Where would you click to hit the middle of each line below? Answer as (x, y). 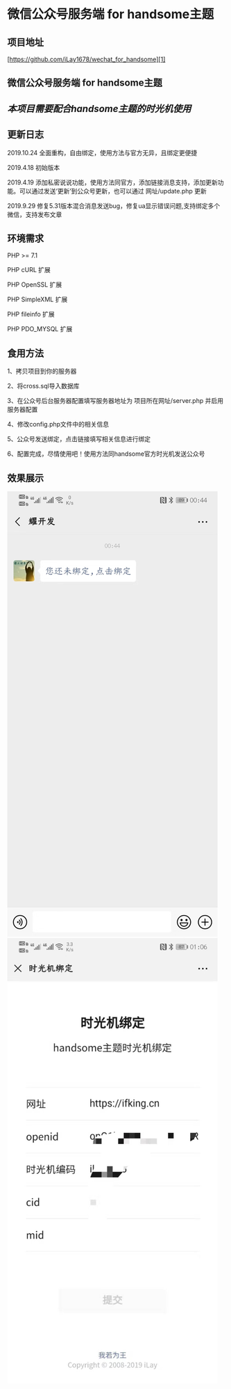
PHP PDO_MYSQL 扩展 (40, 329)
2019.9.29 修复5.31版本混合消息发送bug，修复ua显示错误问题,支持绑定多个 (114, 205)
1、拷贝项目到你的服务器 (42, 371)
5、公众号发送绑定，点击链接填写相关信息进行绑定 (79, 439)
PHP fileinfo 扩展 (31, 315)
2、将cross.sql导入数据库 (43, 386)
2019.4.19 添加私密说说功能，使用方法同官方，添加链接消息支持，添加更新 (113, 182)
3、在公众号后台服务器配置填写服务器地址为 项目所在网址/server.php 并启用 (115, 401)
